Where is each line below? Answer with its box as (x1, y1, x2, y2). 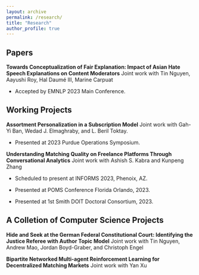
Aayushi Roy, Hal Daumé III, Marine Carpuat (6, 76, 113, 84)
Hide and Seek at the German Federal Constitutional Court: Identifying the (6, 231, 193, 238)
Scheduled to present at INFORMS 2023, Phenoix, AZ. (14, 175, 148, 182)
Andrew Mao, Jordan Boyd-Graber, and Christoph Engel (6, 243, 144, 251)
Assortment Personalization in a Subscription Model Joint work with (6, 121, 178, 128)
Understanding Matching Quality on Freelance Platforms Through (6, 150, 172, 157)
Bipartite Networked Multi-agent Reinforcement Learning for (6, 255, 160, 262)
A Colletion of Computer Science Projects (6, 215, 164, 225)
